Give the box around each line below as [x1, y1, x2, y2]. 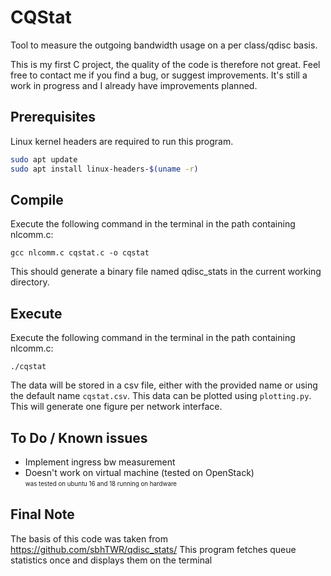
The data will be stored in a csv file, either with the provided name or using [10, 379, 318, 391]
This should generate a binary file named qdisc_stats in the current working [10, 266, 322, 278]
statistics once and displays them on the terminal [10, 554, 213, 566]
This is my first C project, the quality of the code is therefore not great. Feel [10, 58, 321, 70]
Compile [10, 191, 64, 208]
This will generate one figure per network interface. [10, 401, 223, 413]
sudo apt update [10, 154, 78, 165]
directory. [10, 276, 50, 288]
